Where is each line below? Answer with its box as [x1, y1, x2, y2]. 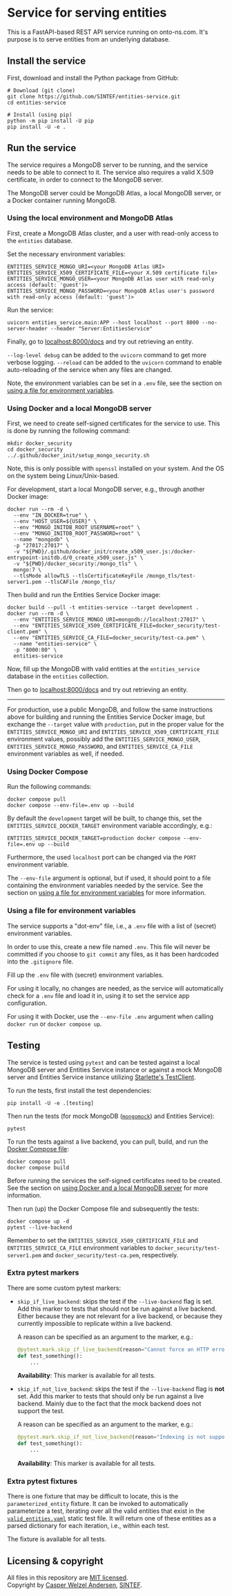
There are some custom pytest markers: [7, 1284, 122, 1292]
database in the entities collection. [7, 672, 109, 680]
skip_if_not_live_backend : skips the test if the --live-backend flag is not [17, 1385, 225, 1393]
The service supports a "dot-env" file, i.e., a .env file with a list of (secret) [7, 921, 216, 930]
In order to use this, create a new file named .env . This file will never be [7, 942, 211, 950]
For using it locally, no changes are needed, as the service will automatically [7, 984, 224, 992]
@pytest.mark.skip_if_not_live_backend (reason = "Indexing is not [17, 1434, 206, 1441]
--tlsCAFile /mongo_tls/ [43, 578, 116, 586]
